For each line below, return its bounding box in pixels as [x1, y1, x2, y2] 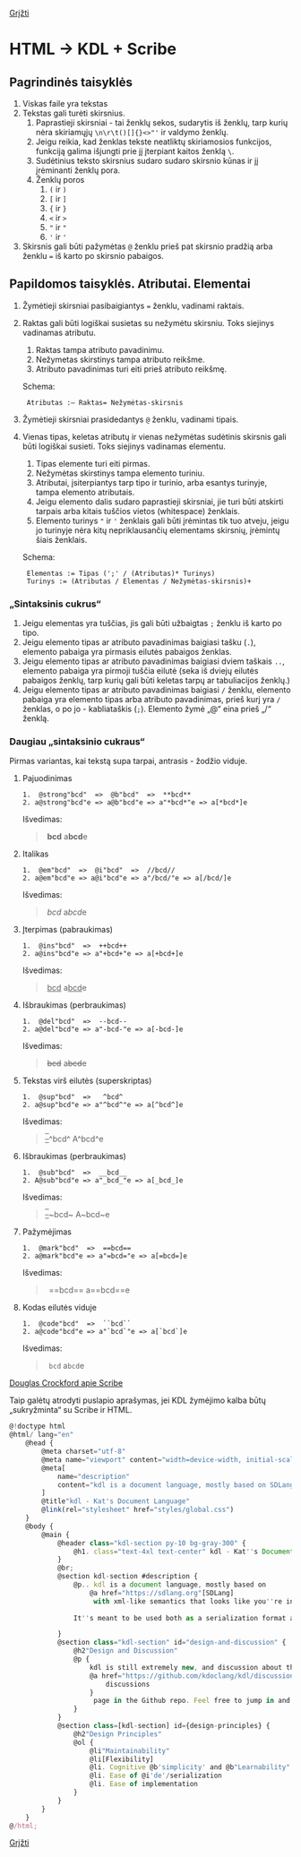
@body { [25, 1522, 54, 1531]
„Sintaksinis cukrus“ [9, 598, 101, 610]
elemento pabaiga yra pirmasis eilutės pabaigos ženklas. [21, 647, 232, 658]
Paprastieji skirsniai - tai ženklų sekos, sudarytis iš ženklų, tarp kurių [35, 117, 288, 128]
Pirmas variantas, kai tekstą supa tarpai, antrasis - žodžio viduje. [9, 756, 248, 767]
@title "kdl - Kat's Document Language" [41, 1497, 191, 1506]
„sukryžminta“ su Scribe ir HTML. [9, 1405, 133, 1415]
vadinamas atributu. [21, 327, 96, 338]
